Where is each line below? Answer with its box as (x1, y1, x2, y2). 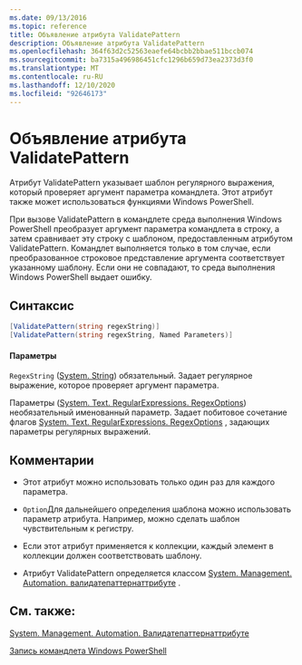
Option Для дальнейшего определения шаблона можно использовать (22, 504, 292, 515)
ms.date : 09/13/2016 (9, 13, 88, 23)
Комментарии (9, 452, 94, 467)
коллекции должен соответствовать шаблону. (22, 550, 202, 562)
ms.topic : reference (9, 22, 88, 31)
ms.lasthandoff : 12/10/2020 (9, 81, 116, 90)
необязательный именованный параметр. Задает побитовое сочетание (9, 407, 287, 418)
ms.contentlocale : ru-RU (9, 72, 103, 82)
